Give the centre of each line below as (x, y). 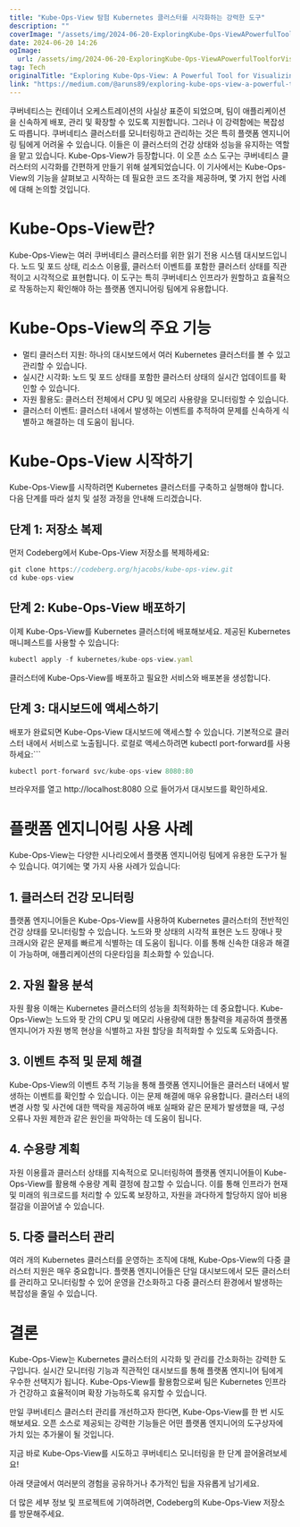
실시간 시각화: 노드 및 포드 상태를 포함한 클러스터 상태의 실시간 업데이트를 (150, 377)
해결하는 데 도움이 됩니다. (90, 421)
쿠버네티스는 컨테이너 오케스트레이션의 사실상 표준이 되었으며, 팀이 (125, 110)
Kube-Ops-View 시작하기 (101, 461)
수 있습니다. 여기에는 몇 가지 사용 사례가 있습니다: (95, 866)
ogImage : (25, 51)
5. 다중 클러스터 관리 (62, 1237)
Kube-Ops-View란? (82, 228)
